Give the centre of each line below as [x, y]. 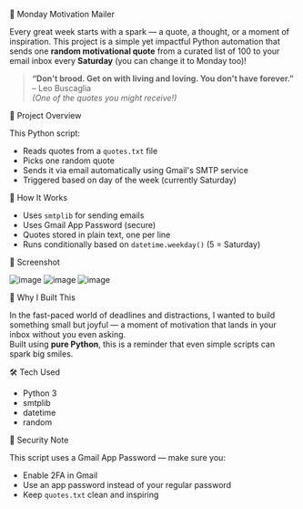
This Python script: [45, 133]
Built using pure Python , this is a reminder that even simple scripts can [142, 344]
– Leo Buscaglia [61, 88]
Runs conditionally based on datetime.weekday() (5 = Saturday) [141, 244]
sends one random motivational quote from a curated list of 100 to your [145, 51]
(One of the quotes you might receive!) [104, 98]
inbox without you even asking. [68, 334]
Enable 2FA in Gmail [60, 475]
